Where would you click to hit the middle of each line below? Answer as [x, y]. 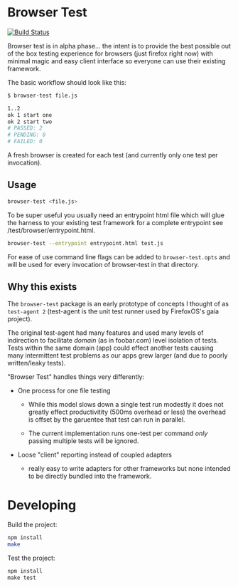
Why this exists [42, 287]
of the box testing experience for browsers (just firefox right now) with [110, 53]
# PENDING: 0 [27, 135]
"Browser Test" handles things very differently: [76, 377]
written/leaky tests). [37, 363]
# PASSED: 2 [25, 128]
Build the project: [32, 525]
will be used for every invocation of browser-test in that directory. [103, 264]
